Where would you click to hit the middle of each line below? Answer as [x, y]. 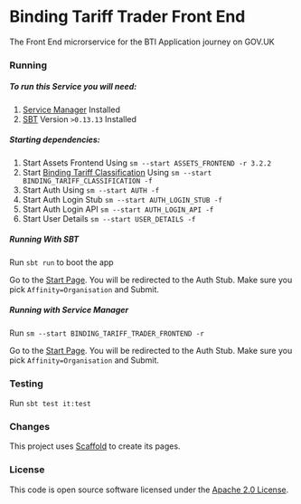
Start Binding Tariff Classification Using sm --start [117, 172]
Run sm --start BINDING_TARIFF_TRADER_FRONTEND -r [107, 333]
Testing [26, 384]
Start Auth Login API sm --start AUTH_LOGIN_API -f [118, 209]
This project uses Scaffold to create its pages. [95, 446]
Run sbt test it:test [51, 404]
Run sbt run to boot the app [62, 262]
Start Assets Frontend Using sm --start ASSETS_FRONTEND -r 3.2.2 [147, 162]
